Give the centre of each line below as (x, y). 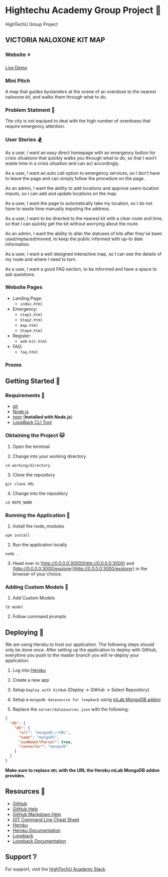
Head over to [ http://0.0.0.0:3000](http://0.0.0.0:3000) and (73, 563)
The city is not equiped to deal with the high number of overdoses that (78, 121)
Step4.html (31, 331)
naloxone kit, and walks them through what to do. (56, 97)
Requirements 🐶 (25, 396)
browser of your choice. (37, 574)
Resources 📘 (25, 792)
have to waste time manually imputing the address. (58, 208)
